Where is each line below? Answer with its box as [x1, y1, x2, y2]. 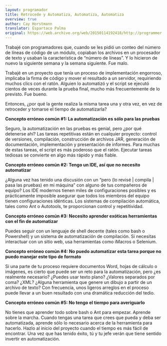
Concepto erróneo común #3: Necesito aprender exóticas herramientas [5, 213, 157, 219]
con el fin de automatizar [5, 218, 58, 224]
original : [5, 30, 26, 35]
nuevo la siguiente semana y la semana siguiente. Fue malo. [5, 60, 129, 66]
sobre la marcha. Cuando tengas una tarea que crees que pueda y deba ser [5, 314, 161, 320]
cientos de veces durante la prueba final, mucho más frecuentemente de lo [5, 86, 160, 91]
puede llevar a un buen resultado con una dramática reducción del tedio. [5, 290, 155, 295]
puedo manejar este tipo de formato [5, 253, 81, 259]
